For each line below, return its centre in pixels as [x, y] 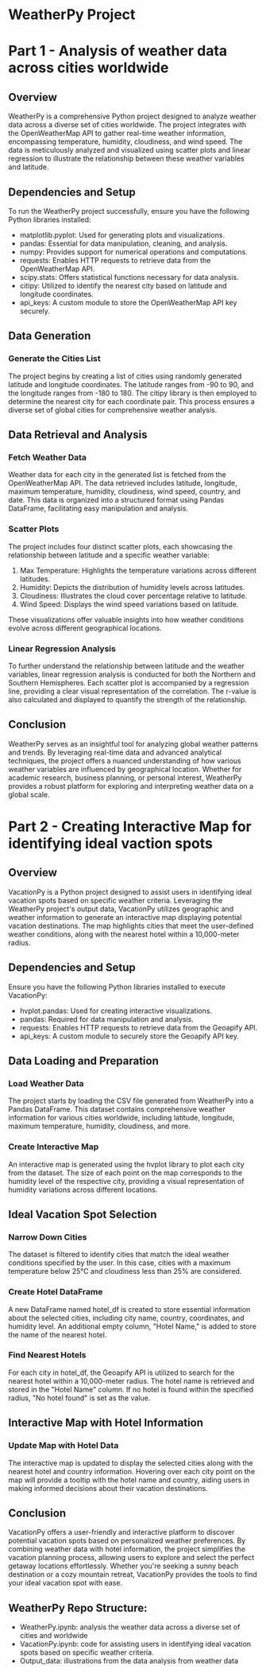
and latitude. [29, 167]
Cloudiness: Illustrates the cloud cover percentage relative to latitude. [133, 596]
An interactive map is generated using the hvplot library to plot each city [126, 1164]
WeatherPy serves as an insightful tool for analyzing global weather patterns [133, 743]
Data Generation [50, 336]
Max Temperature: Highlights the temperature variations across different [138, 570]
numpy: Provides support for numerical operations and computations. [133, 252]
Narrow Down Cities [48, 1236]
